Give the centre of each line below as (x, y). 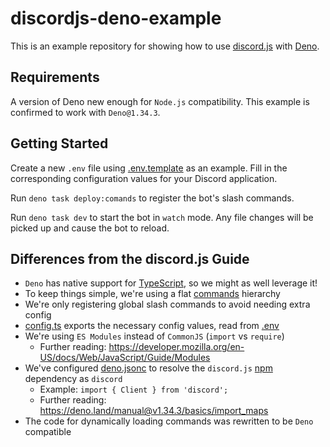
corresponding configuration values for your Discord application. (144, 178)
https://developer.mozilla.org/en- (176, 347)
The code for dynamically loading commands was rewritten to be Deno (169, 421)
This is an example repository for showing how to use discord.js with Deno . (165, 46)
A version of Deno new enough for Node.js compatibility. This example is (160, 101)
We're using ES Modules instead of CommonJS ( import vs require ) (154, 336)
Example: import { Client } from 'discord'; (134, 389)
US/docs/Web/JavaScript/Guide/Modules (125, 358)
